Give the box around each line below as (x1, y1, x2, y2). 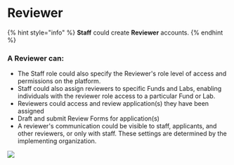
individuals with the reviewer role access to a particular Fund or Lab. (17, 92, 216, 100)
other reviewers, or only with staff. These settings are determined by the (17, 129, 227, 138)
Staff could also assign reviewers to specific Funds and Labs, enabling (17, 85, 222, 93)
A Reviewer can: (7, 53, 65, 63)
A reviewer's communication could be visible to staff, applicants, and (17, 122, 217, 130)
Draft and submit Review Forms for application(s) (17, 114, 160, 123)
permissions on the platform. (17, 77, 101, 85)
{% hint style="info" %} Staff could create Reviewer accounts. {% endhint (7, 28, 223, 37)
